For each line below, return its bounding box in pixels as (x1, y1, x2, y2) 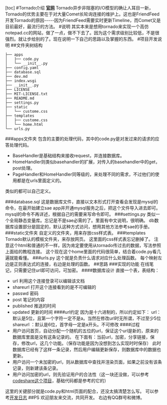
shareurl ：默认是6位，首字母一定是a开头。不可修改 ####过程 (12, 322, 140, 327)
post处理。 (12, 165, 35, 171)
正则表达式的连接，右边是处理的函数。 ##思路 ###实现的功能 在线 (13, 261, 150, 267)
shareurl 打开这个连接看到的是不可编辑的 (12, 284, 96, 290)
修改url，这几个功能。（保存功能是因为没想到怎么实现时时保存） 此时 (21, 340, 161, 346)
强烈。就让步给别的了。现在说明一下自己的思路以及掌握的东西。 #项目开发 (5, 36, 158, 42)
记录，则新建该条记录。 (12, 365, 61, 371)
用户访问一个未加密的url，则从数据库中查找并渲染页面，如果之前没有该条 (12, 359, 162, 365)
